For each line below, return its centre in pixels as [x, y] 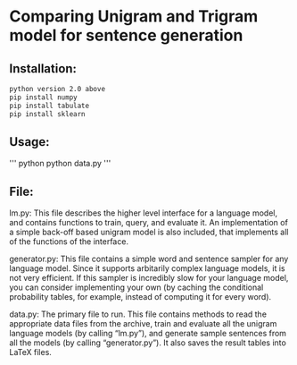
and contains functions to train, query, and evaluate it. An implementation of [148, 223]
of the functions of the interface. [69, 242]
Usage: [30, 142]
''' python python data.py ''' [60, 164]
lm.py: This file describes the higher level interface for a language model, [144, 213]
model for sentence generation [126, 35]
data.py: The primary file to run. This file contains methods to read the [138, 314]
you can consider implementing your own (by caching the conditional [136, 287]
